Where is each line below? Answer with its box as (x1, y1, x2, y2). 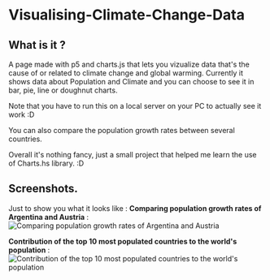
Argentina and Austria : (8, 212, 89, 222)
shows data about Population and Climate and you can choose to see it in (8, 77, 255, 86)
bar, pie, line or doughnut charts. (8, 85, 118, 95)
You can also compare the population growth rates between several (8, 126, 236, 135)
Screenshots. (8, 182, 79, 196)
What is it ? (8, 38, 67, 52)
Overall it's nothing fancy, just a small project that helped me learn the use (8, 150, 257, 159)
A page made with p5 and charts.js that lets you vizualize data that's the (8, 59, 250, 69)
